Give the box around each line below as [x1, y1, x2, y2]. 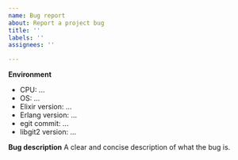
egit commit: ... [19, 119, 69, 128]
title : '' [8, 26, 41, 34]
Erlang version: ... [19, 110, 78, 120]
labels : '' [8, 33, 44, 42]
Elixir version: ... [19, 102, 72, 112]
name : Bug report [8, 11, 66, 20]
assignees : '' [8, 41, 56, 49]
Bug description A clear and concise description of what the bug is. [8, 143, 231, 152]
